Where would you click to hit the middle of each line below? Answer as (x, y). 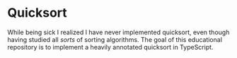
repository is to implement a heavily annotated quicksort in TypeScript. (110, 47)
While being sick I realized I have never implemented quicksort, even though (118, 32)
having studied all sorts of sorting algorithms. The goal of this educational (115, 39)
